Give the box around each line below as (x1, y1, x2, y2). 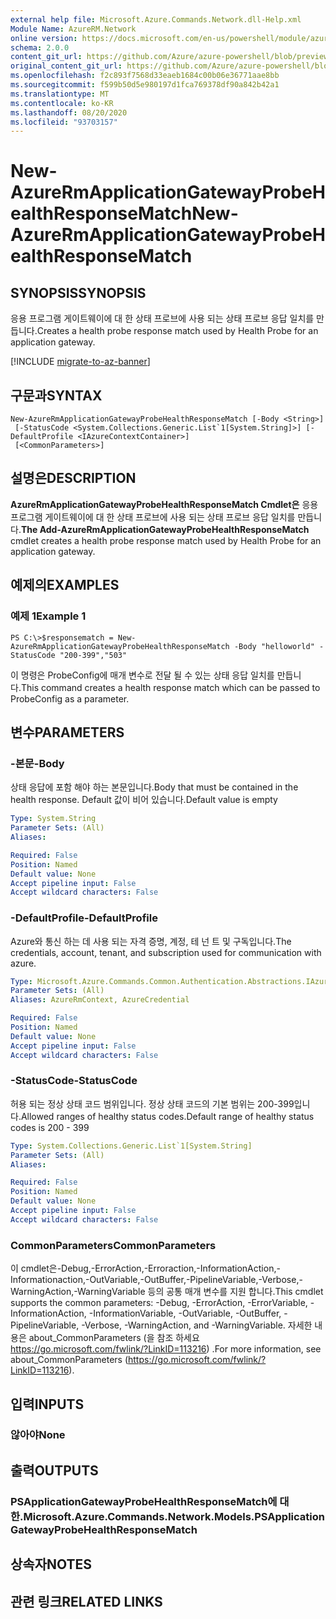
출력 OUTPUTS (10, 1462, 99, 1479)
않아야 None (10, 1428, 66, 1442)
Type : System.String (10, 814, 97, 824)
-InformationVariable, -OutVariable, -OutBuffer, (88, 1307, 282, 1320)
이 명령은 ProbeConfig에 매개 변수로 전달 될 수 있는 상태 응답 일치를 (10, 669, 275, 681)
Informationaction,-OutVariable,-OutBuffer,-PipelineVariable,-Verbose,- (10, 1274, 303, 1286)
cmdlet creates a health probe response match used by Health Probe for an (10, 534, 322, 546)
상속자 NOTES (10, 1556, 93, 1573)
